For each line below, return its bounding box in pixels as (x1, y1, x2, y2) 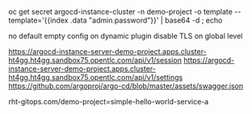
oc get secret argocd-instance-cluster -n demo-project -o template (8, 7, 233, 16)
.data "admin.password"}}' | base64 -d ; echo (69, 15, 223, 25)
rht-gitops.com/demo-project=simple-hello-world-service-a (8, 97, 209, 106)
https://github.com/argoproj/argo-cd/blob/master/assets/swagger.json (8, 81, 244, 91)
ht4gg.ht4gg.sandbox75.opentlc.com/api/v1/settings (8, 73, 183, 82)
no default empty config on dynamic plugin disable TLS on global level (8, 32, 243, 40)
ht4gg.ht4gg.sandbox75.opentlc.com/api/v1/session (8, 56, 182, 65)
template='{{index (8, 15, 69, 25)
